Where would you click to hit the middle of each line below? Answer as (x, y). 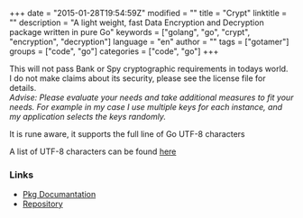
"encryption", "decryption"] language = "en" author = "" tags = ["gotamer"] (149, 41)
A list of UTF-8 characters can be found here (93, 151)
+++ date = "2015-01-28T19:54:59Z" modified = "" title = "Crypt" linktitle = (148, 13)
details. (23, 88)
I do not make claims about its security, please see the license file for (138, 78)
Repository (42, 204)
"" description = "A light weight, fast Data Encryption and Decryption (137, 23)
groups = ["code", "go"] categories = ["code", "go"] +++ (114, 51)
